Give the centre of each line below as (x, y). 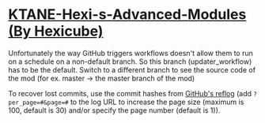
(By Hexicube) (56, 31)
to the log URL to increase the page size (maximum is (157, 102)
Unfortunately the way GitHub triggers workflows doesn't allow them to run (131, 53)
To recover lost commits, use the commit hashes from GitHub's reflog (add (130, 93)
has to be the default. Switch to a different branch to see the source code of (132, 69)
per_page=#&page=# (38, 102)
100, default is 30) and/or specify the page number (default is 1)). (114, 110)
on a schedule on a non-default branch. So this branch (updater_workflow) (130, 61)
